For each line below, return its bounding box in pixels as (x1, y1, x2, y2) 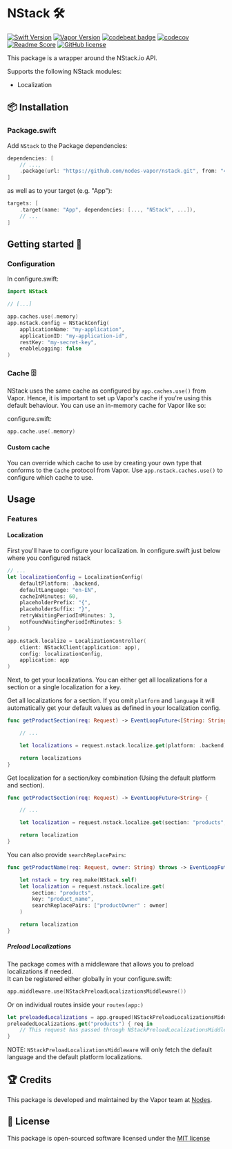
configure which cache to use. (7, 473, 94, 481)
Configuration (7, 259, 55, 268)
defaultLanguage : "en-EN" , (19, 586, 97, 593)
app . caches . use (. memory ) (7, 313, 79, 320)
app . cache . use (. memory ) (7, 428, 76, 436)
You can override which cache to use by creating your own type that (7, 458, 202, 467)
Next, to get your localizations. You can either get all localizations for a (7, 675, 208, 684)
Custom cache (7, 443, 50, 451)
